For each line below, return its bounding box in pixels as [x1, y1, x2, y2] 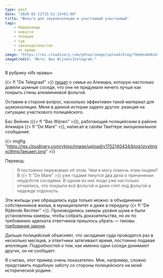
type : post [5, 7, 27, 12]
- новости [14, 30, 34, 34]
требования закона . [5, 223, 46, 229]
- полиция [14, 34, 34, 39]
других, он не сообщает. [5, 248, 56, 254]
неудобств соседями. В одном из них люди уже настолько [16, 178, 139, 184]
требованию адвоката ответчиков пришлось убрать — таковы [5, 218, 135, 224]
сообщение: [5, 129, 30, 135]
